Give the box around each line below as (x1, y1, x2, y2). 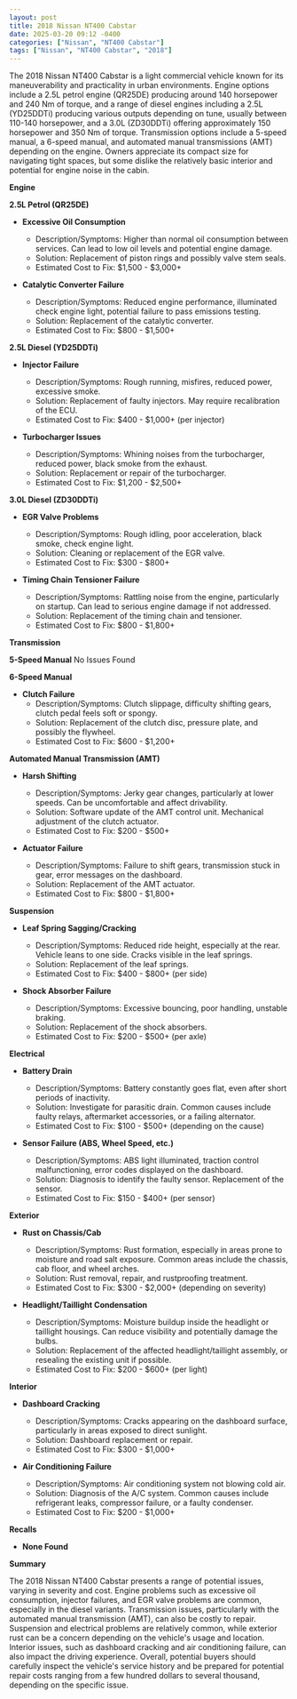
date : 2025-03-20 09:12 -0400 (9, 29, 121, 38)
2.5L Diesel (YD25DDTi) (9, 342, 99, 353)
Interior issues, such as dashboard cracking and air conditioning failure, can (9, 1642, 286, 1653)
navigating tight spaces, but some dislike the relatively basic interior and (9, 156, 273, 166)
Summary (9, 1559, 46, 1569)
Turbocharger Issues (21, 432, 102, 443)
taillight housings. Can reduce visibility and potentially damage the (35, 1326, 278, 1337)
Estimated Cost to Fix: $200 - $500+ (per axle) (35, 1031, 207, 1042)
